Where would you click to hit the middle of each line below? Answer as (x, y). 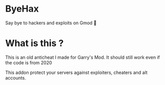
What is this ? (34, 43)
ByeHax (22, 9)
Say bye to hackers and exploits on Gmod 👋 (51, 23)
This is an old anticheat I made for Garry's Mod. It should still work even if (83, 57)
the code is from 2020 (29, 62)
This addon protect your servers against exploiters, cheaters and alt (76, 72)
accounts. (16, 78)
